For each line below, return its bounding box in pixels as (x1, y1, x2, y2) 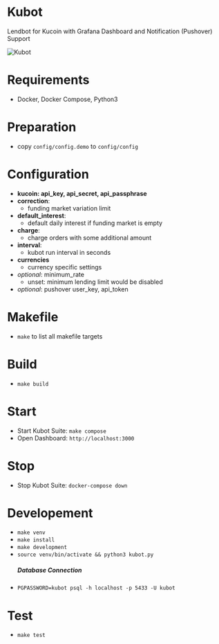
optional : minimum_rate (17, 270, 85, 278)
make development (17, 544, 68, 551)
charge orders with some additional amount (27, 233, 152, 242)
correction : (17, 197, 50, 205)
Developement (7, 505, 93, 521)
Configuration (7, 167, 90, 182)
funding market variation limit (27, 204, 111, 212)
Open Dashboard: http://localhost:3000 (17, 433, 135, 442)
